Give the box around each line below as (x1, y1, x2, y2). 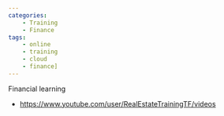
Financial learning (8, 84, 66, 93)
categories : (8, 11, 47, 20)
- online (22, 41, 51, 49)
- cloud (22, 56, 47, 63)
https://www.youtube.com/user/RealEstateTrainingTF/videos (19, 99, 216, 108)
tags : (8, 33, 26, 42)
